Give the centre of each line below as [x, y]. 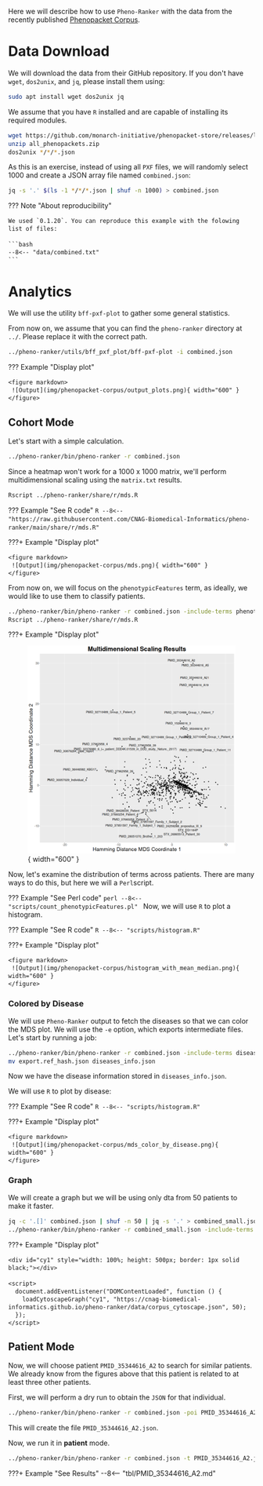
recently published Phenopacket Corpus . [74, 20]
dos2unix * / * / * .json [42, 152]
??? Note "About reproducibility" [60, 206]
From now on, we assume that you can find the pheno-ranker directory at [125, 328]
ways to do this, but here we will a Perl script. [81, 883]
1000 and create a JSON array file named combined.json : [99, 175]
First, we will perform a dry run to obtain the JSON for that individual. [117, 1397]
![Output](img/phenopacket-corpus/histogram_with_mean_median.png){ [126, 969]
